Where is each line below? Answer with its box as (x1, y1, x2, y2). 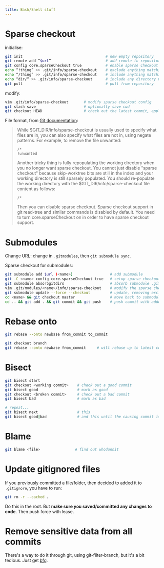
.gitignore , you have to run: (5, 485, 62, 491)
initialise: (5, 45, 23, 50)
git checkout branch (5, 341, 47, 346)
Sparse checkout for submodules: (5, 263, 73, 269)
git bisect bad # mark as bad (5, 396, 106, 401)
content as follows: (17, 186, 56, 192)
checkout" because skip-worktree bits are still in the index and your (17, 170, 154, 176)
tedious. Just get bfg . (5, 557, 48, 564)
